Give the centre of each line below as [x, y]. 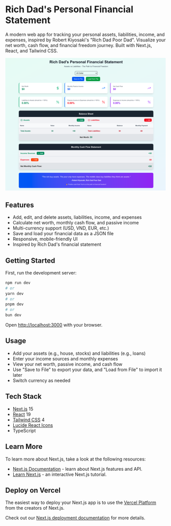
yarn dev [15, 293]
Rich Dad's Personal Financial [69, 9]
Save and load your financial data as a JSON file [63, 234]
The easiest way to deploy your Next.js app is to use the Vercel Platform [81, 502]
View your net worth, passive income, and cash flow [67, 364]
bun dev [13, 315]
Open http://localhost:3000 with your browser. [54, 325]
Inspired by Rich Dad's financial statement [57, 244]
